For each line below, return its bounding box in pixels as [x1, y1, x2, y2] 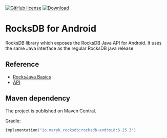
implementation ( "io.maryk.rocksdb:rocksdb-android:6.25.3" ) [5, 127, 137, 133]
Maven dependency [5, 94, 71, 103]
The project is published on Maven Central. [5, 108, 96, 114]
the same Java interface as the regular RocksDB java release [5, 45, 134, 51]
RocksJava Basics [12, 73, 51, 80]
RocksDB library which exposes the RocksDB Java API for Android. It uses [5, 40, 162, 46]
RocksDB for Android [5, 23, 96, 34]
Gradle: [5, 117, 21, 124]
